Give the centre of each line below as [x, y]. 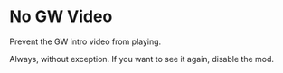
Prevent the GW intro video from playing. [85, 41]
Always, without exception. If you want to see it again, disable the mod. [141, 59]
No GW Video [61, 17]
